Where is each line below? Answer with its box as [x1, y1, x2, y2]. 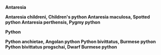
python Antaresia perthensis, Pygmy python [5, 19, 100, 25]
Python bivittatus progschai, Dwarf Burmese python [5, 44, 118, 49]
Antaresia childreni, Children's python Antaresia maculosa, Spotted [5, 14, 150, 19]
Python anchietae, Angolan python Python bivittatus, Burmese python [5, 38, 156, 44]
